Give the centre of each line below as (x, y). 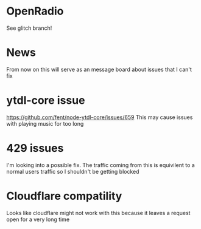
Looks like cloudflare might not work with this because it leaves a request (98, 213)
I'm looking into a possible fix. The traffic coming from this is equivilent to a (100, 165)
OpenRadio (35, 11)
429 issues (35, 148)
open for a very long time (38, 219)
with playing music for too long (45, 123)
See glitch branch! (29, 28)
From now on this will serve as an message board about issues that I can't (99, 69)
